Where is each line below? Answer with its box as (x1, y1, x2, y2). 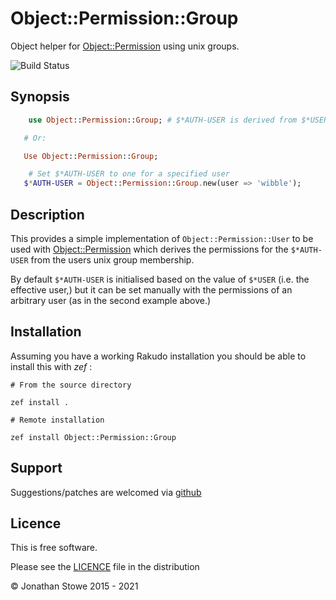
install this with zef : (10, 360, 93, 372)
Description (10, 206, 85, 223)
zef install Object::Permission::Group (10, 432, 177, 442)
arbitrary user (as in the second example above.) (10, 294, 212, 306)
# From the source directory (10, 380, 132, 390)
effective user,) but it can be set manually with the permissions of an (10, 283, 293, 296)
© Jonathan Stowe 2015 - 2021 (10, 580, 139, 592)
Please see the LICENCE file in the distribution (10, 561, 200, 573)
